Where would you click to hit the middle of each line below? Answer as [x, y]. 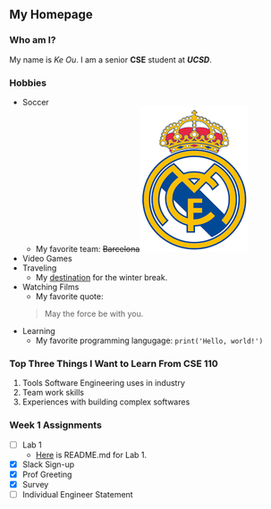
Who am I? [33, 40]
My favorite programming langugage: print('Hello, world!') [149, 340]
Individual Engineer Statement [77, 494]
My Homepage [51, 15]
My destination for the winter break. [102, 277]
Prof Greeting [47, 474]
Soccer [35, 102]
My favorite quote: [69, 296]
